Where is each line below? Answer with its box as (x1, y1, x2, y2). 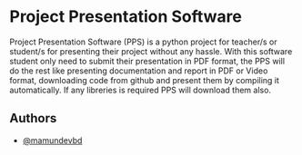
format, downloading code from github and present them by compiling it (9, 74, 280, 85)
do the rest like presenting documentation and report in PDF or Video (9, 65, 268, 76)
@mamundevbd (22, 134, 83, 146)
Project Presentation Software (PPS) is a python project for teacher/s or (9, 36, 277, 47)
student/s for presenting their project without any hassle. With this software (9, 45, 293, 56)
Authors (9, 111, 57, 126)
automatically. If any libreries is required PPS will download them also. (9, 84, 271, 95)
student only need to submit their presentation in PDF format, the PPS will (9, 55, 285, 66)
